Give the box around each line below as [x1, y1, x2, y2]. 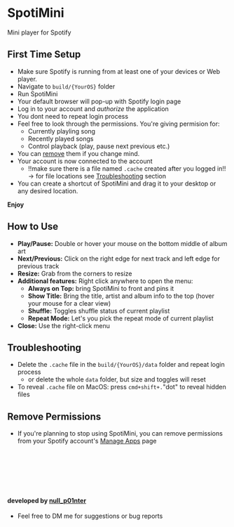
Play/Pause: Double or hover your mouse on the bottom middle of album [17, 239, 228, 247]
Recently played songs [27, 134, 94, 143]
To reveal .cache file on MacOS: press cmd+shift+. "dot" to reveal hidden [17, 383, 226, 391]
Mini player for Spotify [7, 28, 71, 37]
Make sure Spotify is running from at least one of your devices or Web [17, 67, 221, 75]
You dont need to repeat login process [17, 112, 128, 120]
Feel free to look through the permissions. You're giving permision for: [17, 119, 220, 128]
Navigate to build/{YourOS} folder [17, 82, 116, 91]
